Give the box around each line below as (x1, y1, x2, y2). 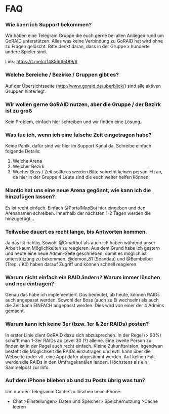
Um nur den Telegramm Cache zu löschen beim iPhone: (5, 388, 122, 394)
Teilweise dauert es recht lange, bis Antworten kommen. (5, 228, 148, 235)
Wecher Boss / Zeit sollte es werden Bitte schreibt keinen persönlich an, (12, 169, 163, 175)
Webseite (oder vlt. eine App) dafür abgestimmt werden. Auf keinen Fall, (5, 353, 156, 360)
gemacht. (5, 308, 25, 314)
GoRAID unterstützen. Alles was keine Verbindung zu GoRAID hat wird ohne (5, 38, 163, 44)
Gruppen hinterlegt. (5, 88, 47, 94)
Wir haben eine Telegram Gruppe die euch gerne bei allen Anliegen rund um (5, 32, 164, 39)
